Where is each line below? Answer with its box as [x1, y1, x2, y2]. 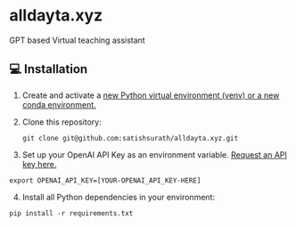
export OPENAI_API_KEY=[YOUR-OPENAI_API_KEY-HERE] [9, 175, 201, 185]
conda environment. [21, 99, 96, 109]
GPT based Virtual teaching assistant [9, 35, 145, 45]
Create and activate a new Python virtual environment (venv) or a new [21, 90, 280, 101]
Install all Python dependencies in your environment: [21, 191, 216, 202]
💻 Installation [9, 61, 88, 77]
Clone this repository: [21, 117, 102, 127]
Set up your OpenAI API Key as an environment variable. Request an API [21, 149, 288, 160]
